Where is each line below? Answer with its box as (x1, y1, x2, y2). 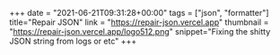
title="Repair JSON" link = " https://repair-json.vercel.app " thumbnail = (9, 17, 269, 27)
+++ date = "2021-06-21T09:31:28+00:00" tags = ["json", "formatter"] (9, 8, 269, 18)
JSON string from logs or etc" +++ (9, 35, 137, 46)
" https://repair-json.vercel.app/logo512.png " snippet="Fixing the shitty (9, 27, 271, 36)
